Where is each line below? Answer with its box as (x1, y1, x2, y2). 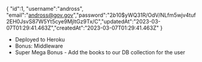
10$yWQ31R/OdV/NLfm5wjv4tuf (116, 11, 196, 19)
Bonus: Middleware (14, 42, 63, 49)
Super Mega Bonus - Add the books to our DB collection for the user (14, 49, 186, 56)
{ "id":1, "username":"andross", (6, 5, 84, 12)
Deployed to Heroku (14, 36, 65, 43)
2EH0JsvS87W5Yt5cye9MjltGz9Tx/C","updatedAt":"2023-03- (6, 18, 161, 25)
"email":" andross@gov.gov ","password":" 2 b (6, 11, 116, 19)
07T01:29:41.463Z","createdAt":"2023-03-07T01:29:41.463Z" (6, 24, 159, 31)
